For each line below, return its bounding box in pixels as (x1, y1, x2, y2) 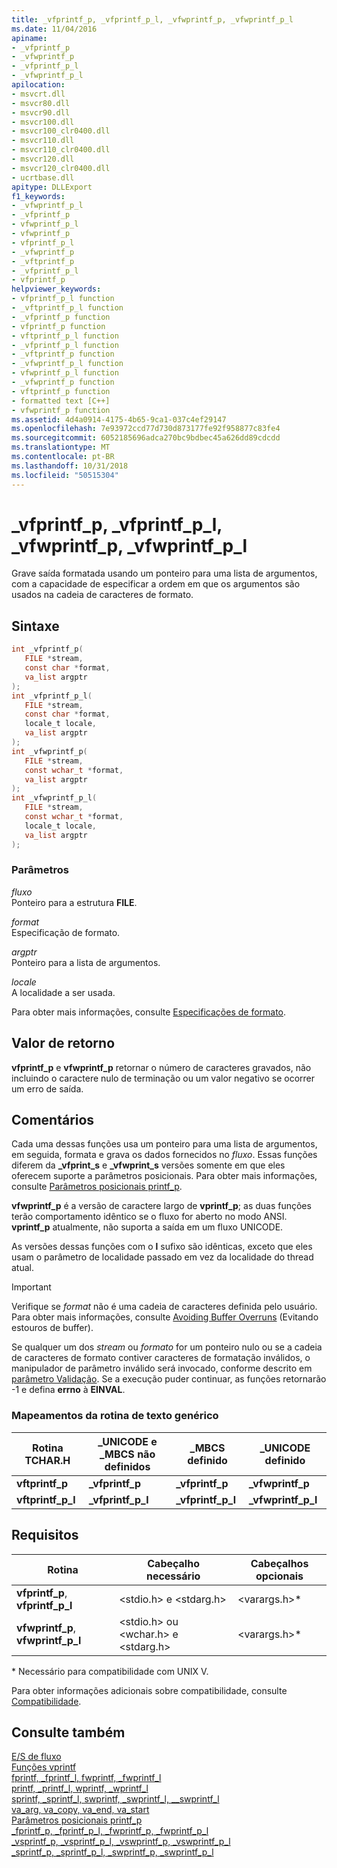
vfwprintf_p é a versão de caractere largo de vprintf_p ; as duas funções (11, 1200, 312, 1212)
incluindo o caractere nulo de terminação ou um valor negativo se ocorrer (11, 1072, 316, 1084)
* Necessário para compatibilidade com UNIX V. (11, 1665, 209, 1677)
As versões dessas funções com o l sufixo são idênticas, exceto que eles (11, 1241, 313, 1253)
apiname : (11, 33, 48, 43)
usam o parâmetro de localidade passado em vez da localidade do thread (11, 1251, 314, 1263)
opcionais (255, 1569, 304, 1583)
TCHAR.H (24, 1453, 71, 1467)
